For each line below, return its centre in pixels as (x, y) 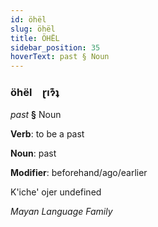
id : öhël (28, 19)
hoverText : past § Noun (60, 57)
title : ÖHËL (35, 38)
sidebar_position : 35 (55, 47)
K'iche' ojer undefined (56, 192)
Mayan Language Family (61, 212)
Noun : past (33, 153)
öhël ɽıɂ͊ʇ (35, 93)
